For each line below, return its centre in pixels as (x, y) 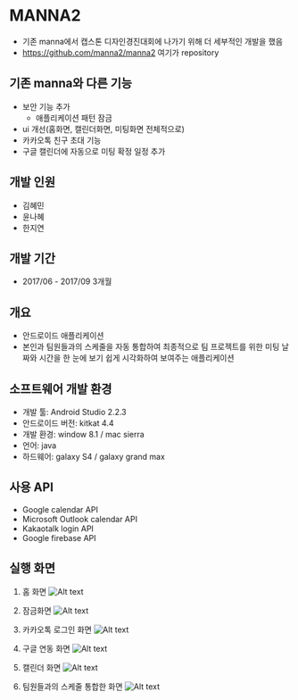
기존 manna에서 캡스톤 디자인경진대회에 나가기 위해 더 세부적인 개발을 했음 (153, 41)
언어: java (39, 446)
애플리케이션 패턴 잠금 (74, 118)
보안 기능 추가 (46, 106)
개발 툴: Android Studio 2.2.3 (74, 412)
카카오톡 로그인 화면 (57, 629)
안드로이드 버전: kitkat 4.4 (68, 423)
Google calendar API (60, 509)
